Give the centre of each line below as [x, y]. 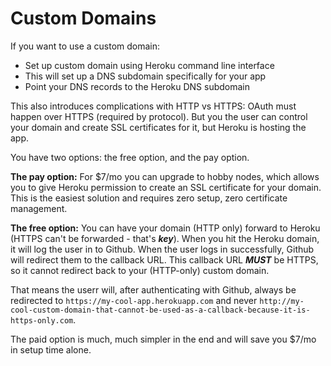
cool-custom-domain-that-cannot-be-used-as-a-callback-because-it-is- [160, 310]
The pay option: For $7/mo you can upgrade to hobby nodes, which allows [165, 176]
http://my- [282, 301]
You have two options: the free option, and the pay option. [130, 157]
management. [39, 208]
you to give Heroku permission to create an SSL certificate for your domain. [166, 187]
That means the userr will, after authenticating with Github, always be [153, 289]
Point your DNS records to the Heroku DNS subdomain [137, 86]
